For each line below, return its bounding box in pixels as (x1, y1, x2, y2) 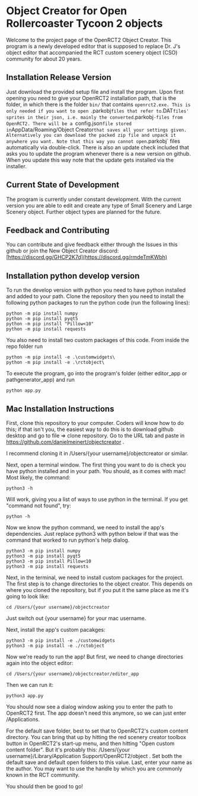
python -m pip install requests (6, 326, 86, 333)
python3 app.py (6, 693, 44, 699)
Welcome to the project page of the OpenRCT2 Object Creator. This (6, 36, 172, 43)
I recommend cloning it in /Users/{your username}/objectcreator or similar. (6, 450, 189, 457)
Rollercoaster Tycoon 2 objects (6, 17, 163, 30)
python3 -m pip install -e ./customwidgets (6, 638, 116, 644)
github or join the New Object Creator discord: (6, 247, 119, 254)
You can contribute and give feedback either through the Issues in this (6, 241, 178, 248)
